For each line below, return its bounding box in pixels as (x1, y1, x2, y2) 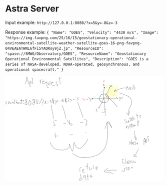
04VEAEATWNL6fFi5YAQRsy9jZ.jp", (5, 46, 72, 51)
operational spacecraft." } (5, 67, 64, 72)
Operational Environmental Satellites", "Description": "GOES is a (5, 56, 149, 61)
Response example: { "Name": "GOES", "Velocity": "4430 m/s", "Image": (5, 29, 159, 35)
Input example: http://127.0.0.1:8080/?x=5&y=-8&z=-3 (5, 19, 117, 25)
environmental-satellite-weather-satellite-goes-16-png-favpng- (5, 40, 142, 45)
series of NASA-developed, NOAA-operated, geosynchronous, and (5, 62, 140, 67)
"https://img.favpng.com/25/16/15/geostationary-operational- (5, 35, 137, 40)
